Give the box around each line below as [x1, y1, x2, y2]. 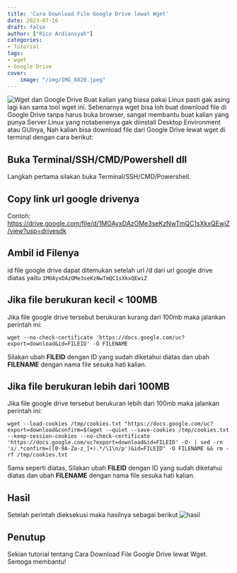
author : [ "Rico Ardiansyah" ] [7, 30, 93, 37]
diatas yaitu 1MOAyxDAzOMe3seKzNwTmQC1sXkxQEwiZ [7, 273, 147, 282]
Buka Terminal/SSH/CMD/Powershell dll [7, 154, 187, 166]
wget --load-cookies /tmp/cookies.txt [7, 420, 122, 428]
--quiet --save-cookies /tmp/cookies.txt [105, 427, 230, 434]
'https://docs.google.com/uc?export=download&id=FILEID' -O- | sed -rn [7, 439, 223, 446]
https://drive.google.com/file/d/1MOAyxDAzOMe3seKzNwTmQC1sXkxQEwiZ [7, 219, 230, 227]
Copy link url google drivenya [7, 192, 140, 205]
